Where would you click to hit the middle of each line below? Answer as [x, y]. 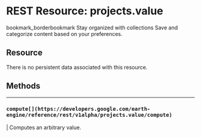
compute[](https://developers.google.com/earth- [78, 109]
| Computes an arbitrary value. [44, 127]
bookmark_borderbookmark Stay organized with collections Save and [92, 28]
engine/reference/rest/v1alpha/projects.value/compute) [89, 115]
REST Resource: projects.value [85, 11]
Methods [23, 86]
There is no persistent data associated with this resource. [77, 67]
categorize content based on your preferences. [64, 34]
